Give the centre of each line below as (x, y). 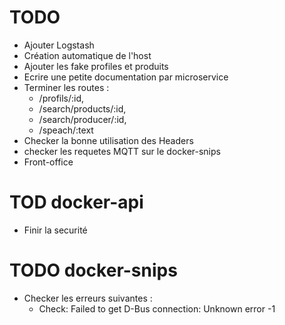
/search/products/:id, (82, 108)
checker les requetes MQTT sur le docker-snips (122, 151)
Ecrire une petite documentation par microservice (126, 77)
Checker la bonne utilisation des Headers (108, 140)
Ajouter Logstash (59, 45)
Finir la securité (55, 230)
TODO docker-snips (93, 270)
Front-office (48, 162)
